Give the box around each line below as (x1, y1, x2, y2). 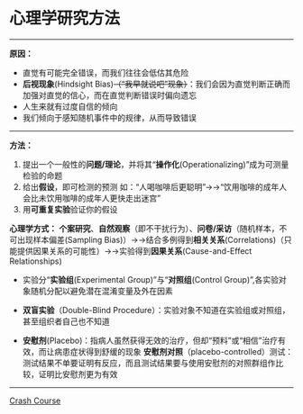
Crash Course (9, 395, 61, 406)
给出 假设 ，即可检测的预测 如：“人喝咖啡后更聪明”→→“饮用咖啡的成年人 (22, 181, 288, 192)
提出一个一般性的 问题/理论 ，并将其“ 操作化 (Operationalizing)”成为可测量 (22, 158, 289, 169)
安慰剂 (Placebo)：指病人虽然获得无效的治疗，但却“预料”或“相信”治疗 (22, 335, 278, 346)
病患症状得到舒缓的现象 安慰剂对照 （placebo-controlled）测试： (53, 346, 294, 356)
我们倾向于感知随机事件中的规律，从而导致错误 (22, 112, 197, 122)
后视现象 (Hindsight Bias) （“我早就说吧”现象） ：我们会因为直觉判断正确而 (22, 78, 290, 89)
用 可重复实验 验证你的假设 (22, 203, 118, 214)
